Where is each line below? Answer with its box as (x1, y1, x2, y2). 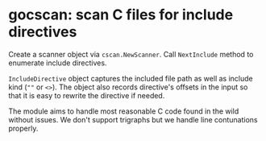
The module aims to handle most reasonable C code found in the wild (8, 106, 239, 116)
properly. (8, 123, 39, 133)
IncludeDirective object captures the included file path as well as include (8, 73, 253, 83)
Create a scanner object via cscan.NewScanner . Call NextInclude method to (8, 49, 254, 59)
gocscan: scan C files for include (8, 6, 234, 24)
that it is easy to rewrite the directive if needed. (8, 90, 165, 100)
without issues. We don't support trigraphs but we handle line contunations (8, 114, 258, 124)
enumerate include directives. (8, 58, 107, 68)
